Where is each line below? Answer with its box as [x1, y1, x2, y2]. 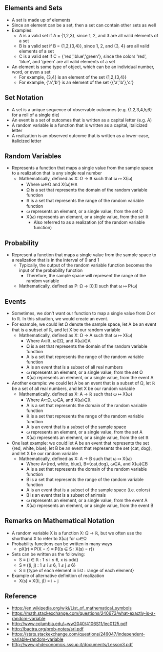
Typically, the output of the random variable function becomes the [19, 262, 152, 268]
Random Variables [4, 152, 61, 161]
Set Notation [4, 94, 44, 102]
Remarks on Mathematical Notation [4, 517, 115, 525]
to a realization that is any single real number [11, 170, 102, 176]
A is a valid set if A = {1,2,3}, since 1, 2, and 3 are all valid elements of [19, 32, 159, 38]
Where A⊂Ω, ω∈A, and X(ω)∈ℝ [26, 397, 91, 403]
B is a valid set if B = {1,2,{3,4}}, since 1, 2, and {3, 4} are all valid [19, 43, 150, 48]
